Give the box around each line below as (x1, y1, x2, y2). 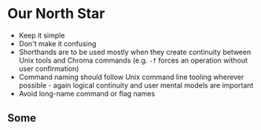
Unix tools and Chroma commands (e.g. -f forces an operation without (18, 56, 248, 65)
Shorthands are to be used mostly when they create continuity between (18, 47, 252, 56)
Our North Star (7, 5, 105, 23)
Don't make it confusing (18, 38, 97, 48)
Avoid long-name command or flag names (18, 88, 156, 98)
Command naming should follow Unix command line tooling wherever (18, 72, 244, 81)
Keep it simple (18, 31, 65, 40)
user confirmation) (18, 63, 79, 73)
